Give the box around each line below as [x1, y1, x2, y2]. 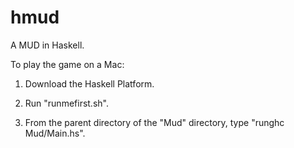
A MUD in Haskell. [10, 39, 85, 51]
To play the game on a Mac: [10, 58, 125, 70]
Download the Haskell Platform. [24, 77, 155, 90]
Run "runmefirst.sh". [24, 97, 109, 109]
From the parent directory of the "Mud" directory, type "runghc [24, 116, 285, 128]
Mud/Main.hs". [24, 127, 86, 139]
